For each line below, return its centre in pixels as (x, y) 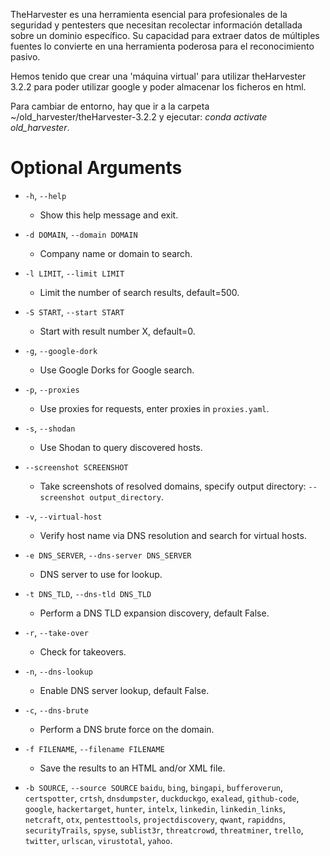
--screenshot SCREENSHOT (76, 467)
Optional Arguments (96, 168)
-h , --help (45, 195)
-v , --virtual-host (63, 516)
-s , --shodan (50, 428)
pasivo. (25, 57)
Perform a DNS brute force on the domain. (127, 729)
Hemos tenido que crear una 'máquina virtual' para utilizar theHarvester (158, 76)
